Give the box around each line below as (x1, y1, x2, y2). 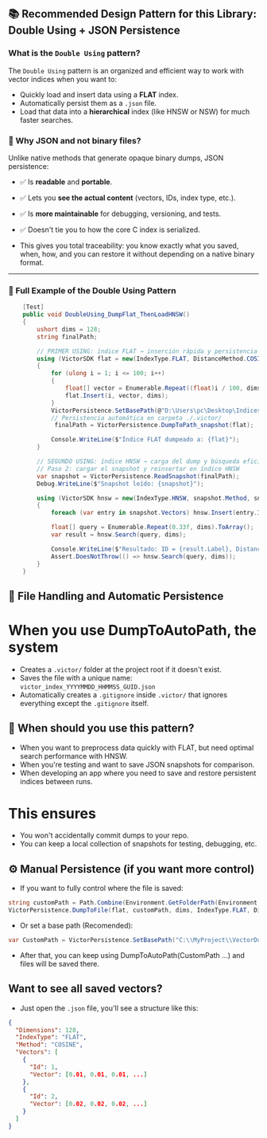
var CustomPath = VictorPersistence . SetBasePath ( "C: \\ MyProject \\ (8, 936, 233, 944)
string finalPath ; (37, 332, 98, 341)
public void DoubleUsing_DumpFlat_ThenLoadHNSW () (22, 311, 191, 319)
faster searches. (19, 115, 74, 124)
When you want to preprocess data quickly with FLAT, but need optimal (19, 743, 254, 752)
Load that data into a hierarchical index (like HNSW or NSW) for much (19, 107, 250, 116)
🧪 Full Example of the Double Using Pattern (8, 284, 176, 296)
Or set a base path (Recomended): (19, 920, 133, 931)
